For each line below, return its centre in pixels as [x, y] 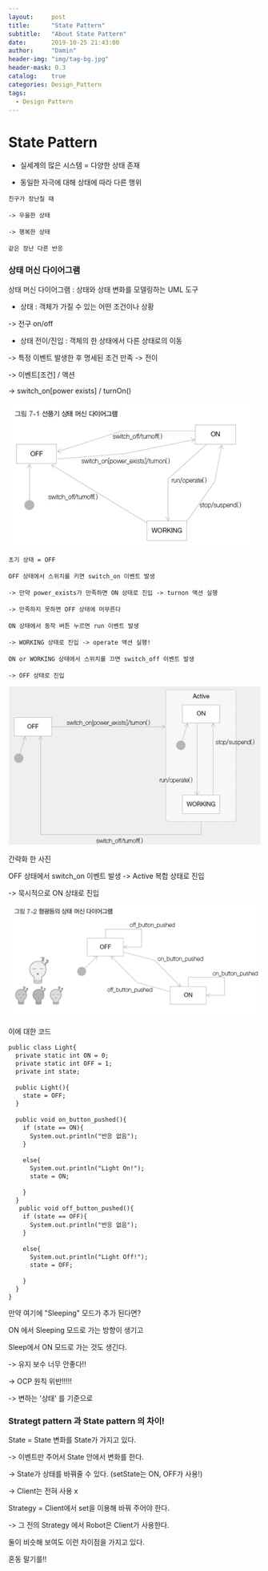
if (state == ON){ [53, 1128]
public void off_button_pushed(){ [76, 1208]
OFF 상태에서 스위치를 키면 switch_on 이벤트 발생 [82, 576]
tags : [17, 93]
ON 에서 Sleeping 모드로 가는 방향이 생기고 [76, 1330]
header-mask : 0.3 [37, 68]
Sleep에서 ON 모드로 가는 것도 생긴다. [68, 1346]
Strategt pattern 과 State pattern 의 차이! [87, 1421]
